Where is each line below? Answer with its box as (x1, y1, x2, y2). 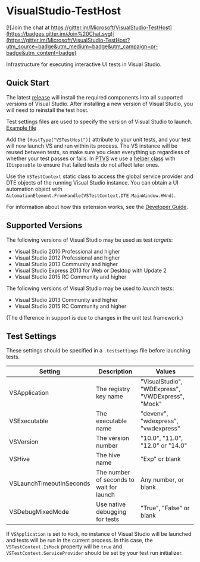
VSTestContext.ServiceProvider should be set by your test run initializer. (6, 549, 183, 557)
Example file (6, 124, 37, 132)
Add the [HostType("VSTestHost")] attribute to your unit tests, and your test (6, 136, 191, 143)
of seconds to (96, 476, 135, 484)
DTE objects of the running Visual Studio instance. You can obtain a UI (6, 179, 179, 186)
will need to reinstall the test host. (6, 106, 89, 114)
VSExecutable (9, 417, 49, 425)
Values (155, 367, 176, 376)
